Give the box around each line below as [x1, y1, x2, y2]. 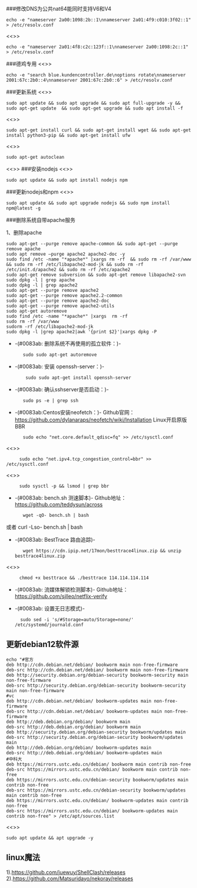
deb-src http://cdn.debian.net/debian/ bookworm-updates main [6, 708, 162, 715]
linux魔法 [6, 852, 40, 863]
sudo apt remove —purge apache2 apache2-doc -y [6, 251, 126, 257]
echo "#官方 [6, 657, 34, 662]
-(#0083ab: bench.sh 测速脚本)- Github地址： [14, 494, 127, 501]
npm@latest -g [6, 205, 41, 211]
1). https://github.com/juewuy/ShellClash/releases [6, 868, 126, 876]
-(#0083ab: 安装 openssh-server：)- [14, 363, 105, 370]
